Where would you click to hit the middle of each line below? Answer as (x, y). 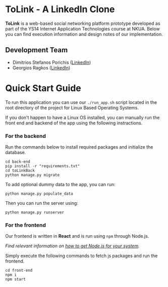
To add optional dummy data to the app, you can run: (60, 184)
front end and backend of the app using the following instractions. (74, 123)
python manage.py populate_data (39, 194)
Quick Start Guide (43, 88)
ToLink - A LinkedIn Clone (60, 9)
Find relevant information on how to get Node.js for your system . (72, 246)
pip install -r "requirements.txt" (43, 166)
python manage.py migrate (32, 175)
